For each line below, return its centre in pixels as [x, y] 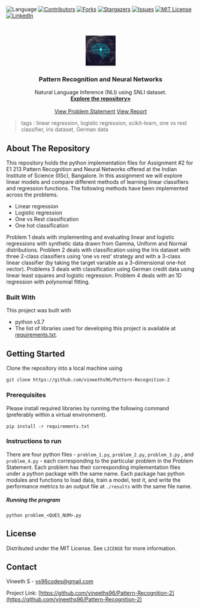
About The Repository [48, 148]
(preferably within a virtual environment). [57, 414]
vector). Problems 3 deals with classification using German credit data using [100, 269]
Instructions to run [34, 441]
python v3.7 [30, 322]
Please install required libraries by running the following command [88, 408]
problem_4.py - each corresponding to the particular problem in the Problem [100, 461]
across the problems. [32, 195]
